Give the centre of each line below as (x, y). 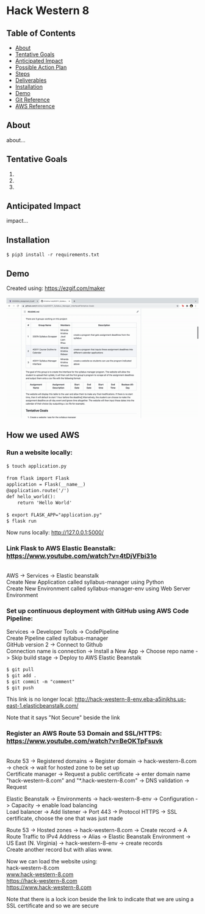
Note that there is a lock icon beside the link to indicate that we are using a (100, 899)
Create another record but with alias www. (59, 849)
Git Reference (32, 100)
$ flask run (21, 521)
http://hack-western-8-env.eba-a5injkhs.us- (131, 699)
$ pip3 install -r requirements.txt (53, 255)
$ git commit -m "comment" (41, 682)
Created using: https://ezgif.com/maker (56, 288)
